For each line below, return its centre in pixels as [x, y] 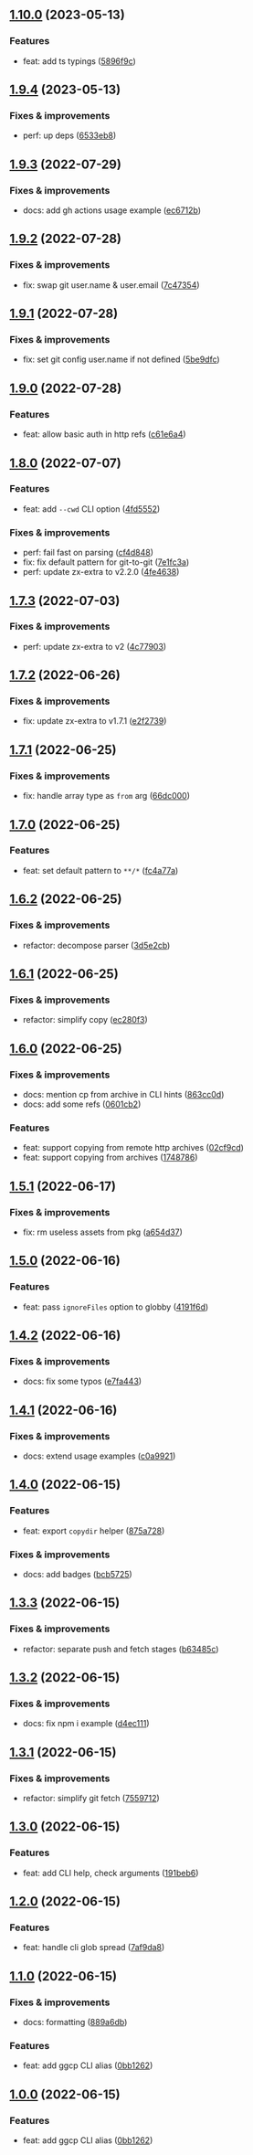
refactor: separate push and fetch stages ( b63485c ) [121, 1649]
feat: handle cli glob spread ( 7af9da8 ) [94, 1948]
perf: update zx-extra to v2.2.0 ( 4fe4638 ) [101, 572]
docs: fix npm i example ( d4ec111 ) [86, 1724]
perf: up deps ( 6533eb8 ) [69, 135]
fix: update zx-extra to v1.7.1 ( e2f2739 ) [95, 721]
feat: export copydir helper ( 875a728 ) [94, 1531]
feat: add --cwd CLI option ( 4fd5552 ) [91, 509]
